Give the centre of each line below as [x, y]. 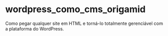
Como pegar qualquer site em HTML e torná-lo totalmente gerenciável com [84, 23]
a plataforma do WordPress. [35, 28]
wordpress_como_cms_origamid [76, 9]
